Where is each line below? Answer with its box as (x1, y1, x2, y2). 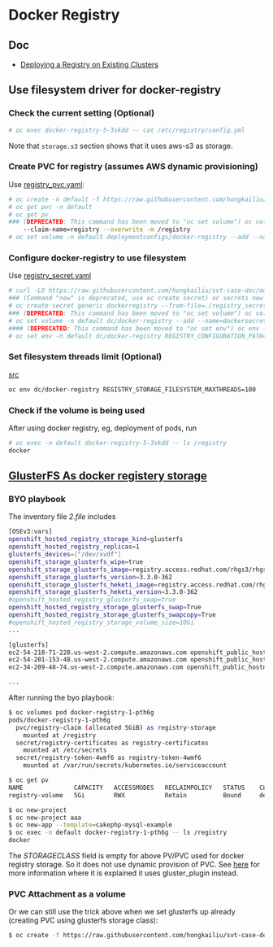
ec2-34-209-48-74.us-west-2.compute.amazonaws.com (8, 663, 184, 672)
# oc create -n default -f (8, 195, 100, 203)
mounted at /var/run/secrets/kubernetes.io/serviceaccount (23, 762, 227, 770)
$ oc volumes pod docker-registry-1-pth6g (8, 709, 154, 717)
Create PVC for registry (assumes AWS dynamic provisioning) (8, 161, 258, 172)
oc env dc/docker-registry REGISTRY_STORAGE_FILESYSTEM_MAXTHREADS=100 (8, 385, 256, 394)
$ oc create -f (8, 932, 60, 940)
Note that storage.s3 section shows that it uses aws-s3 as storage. (8, 141, 233, 151)
